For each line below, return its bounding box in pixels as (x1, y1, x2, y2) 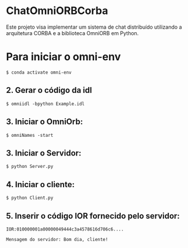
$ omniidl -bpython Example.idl (6, 101, 85, 106)
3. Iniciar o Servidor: (6, 148, 82, 158)
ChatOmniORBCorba (6, 4, 109, 18)
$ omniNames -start (6, 132, 54, 138)
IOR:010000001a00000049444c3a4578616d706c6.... (6, 226, 124, 232)
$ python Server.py (6, 164, 54, 170)
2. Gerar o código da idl (6, 85, 92, 95)
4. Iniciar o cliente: (6, 180, 75, 190)
